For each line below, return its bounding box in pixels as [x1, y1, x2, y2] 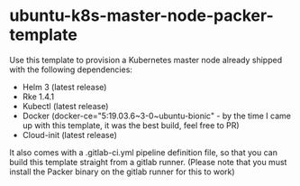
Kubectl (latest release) [22, 100, 109, 111]
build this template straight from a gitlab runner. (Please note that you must [9, 156, 287, 167]
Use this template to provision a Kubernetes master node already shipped [9, 54, 282, 65]
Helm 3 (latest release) [22, 81, 107, 92]
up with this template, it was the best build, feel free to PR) [22, 119, 241, 131]
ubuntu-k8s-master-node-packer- [9, 5, 275, 26]
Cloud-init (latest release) [22, 129, 117, 140]
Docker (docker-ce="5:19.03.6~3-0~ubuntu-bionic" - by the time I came [22, 110, 291, 121]
